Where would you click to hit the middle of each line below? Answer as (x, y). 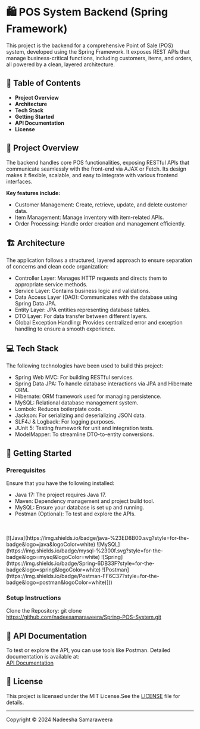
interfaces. (19, 181)
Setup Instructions (34, 598)
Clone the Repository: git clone (44, 611)
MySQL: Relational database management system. (76, 403)
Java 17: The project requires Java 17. (60, 495)
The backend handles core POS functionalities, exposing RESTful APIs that (98, 162)
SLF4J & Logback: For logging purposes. (65, 422)
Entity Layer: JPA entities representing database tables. (82, 310)
